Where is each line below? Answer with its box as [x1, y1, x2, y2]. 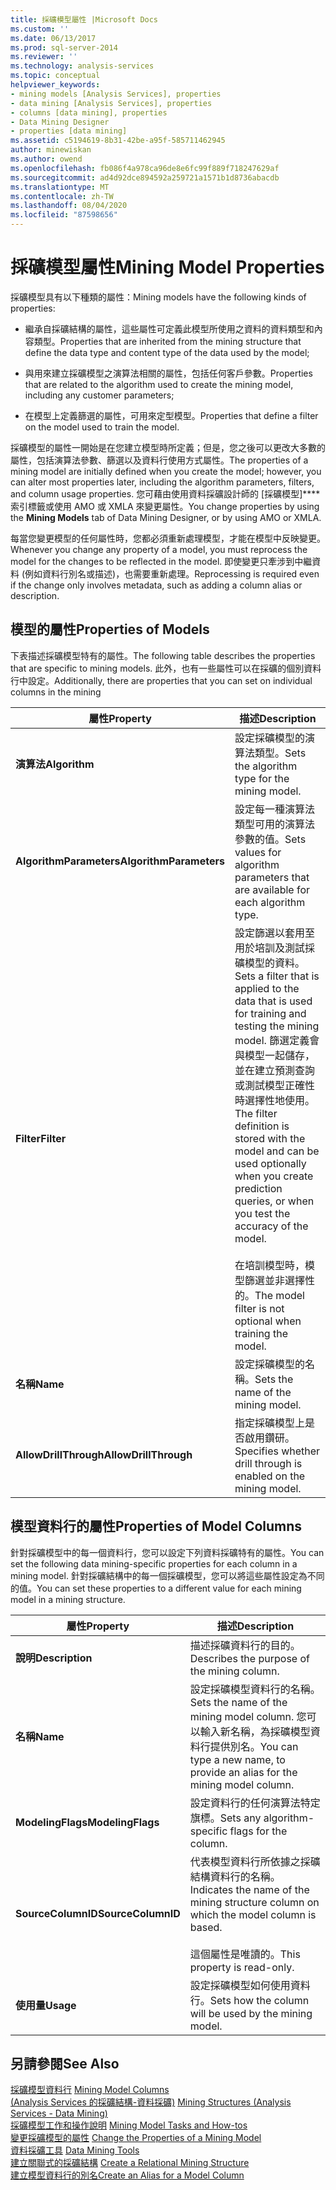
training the [234, 1326, 288, 1340]
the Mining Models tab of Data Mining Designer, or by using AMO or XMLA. [10, 511, 322, 523]
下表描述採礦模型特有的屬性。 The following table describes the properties [10, 649, 316, 661]
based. [189, 1920, 223, 1934]
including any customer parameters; [24, 389, 175, 401]
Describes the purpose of [189, 1651, 310, 1665]
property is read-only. [189, 1960, 295, 1974]
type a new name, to [189, 1752, 286, 1766]
